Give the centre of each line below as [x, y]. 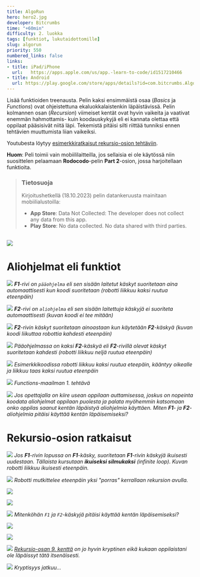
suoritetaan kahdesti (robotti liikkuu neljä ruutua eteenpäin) [80, 352]
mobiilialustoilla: [41, 202]
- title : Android [28, 78]
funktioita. [19, 167]
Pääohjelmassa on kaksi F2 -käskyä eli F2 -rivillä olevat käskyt [90, 346]
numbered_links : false [35, 56]
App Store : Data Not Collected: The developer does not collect [107, 213]
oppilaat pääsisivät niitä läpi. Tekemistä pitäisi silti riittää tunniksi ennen [93, 125]
